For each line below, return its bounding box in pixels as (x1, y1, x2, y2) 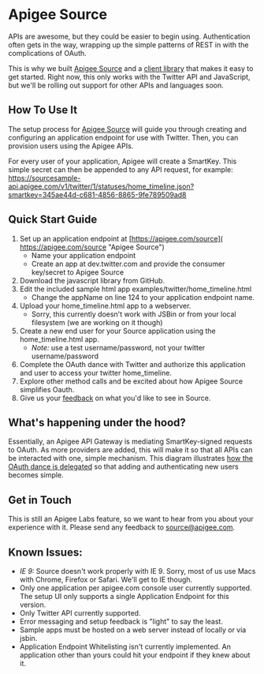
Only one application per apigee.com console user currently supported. (19, 583, 252, 593)
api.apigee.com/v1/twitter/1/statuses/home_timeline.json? (8, 182, 195, 191)
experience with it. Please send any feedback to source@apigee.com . (8, 522, 236, 532)
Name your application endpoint (31, 250, 136, 260)
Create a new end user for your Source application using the (19, 326, 216, 335)
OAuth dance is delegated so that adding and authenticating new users (8, 462, 239, 471)
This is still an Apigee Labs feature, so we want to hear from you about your (8, 515, 254, 524)
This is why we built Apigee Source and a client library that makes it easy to (8, 63, 254, 73)
